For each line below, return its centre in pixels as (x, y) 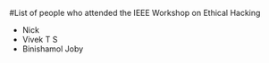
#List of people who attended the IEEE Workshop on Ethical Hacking (135, 13)
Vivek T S (40, 39)
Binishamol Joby (53, 49)
